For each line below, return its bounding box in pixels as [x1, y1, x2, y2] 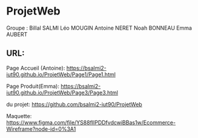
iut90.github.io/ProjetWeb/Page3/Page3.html [6, 89, 118, 96]
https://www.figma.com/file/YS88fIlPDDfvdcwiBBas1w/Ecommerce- [6, 119, 176, 126]
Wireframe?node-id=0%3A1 [6, 125, 76, 133]
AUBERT [6, 30, 28, 38]
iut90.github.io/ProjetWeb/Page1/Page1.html [6, 71, 116, 78]
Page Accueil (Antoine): [6, 64, 65, 71]
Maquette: [6, 112, 32, 119]
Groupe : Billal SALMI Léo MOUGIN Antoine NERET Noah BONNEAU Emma [6, 24, 193, 31]
